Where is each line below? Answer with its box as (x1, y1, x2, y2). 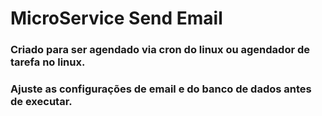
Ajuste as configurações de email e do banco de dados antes (10, 82, 312, 96)
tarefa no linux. (10, 55, 86, 69)
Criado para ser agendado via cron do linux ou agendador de (10, 43, 311, 57)
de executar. (10, 95, 73, 109)
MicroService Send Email (10, 7, 223, 30)
